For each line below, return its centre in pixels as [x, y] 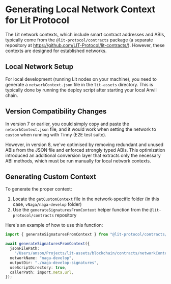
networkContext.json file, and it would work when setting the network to [81, 129]
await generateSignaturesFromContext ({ [48, 244]
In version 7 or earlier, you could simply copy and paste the [67, 124]
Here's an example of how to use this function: [54, 225]
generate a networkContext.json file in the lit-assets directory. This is [79, 84]
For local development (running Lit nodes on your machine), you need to [81, 79]
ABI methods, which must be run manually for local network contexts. [78, 161]
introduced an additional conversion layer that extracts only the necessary [83, 155]
